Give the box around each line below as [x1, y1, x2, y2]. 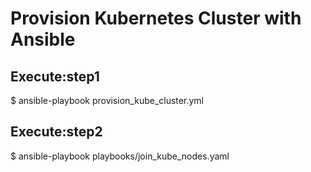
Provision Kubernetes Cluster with [10, 7, 302, 30]
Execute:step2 [10, 123, 103, 141]
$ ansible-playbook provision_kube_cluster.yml [10, 95, 204, 106]
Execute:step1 [10, 68, 100, 85]
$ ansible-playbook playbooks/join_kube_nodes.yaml [10, 150, 230, 162]
